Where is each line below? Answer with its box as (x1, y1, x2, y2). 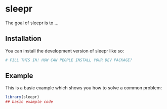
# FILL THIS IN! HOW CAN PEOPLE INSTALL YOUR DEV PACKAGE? (5, 58, 133, 63)
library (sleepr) (5, 94, 39, 100)
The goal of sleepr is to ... (5, 20, 59, 26)
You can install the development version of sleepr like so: (5, 47, 124, 53)
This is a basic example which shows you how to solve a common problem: (5, 85, 162, 91)
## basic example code (5, 99, 53, 104)
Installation (5, 34, 41, 43)
